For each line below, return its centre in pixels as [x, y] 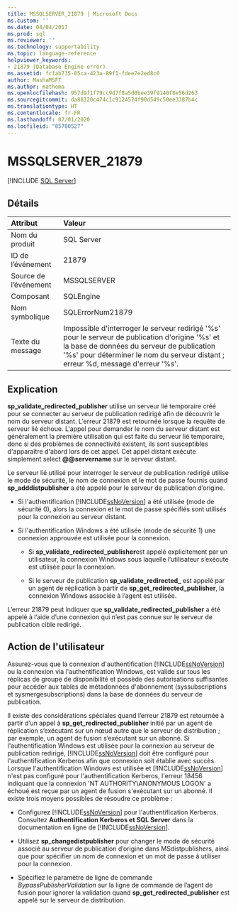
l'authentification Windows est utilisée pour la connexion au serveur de [111, 746]
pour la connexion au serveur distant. [72, 517]
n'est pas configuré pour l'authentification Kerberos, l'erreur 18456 [105, 775]
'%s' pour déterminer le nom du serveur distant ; [144, 355]
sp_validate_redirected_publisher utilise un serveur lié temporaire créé [112, 406]
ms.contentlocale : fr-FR [44, 113]
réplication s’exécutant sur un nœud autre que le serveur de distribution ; [114, 730]
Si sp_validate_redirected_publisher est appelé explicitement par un [128, 552]
